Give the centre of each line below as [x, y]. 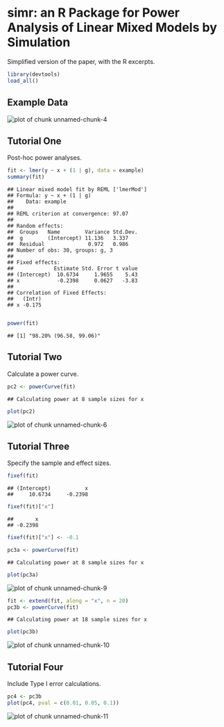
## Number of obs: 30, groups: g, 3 [60, 251]
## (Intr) [24, 299]
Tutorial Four [35, 667]
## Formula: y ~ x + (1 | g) [49, 196]
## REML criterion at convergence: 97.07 [68, 214]
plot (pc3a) [23, 575]
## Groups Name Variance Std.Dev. [72, 232]
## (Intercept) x [48, 489]
